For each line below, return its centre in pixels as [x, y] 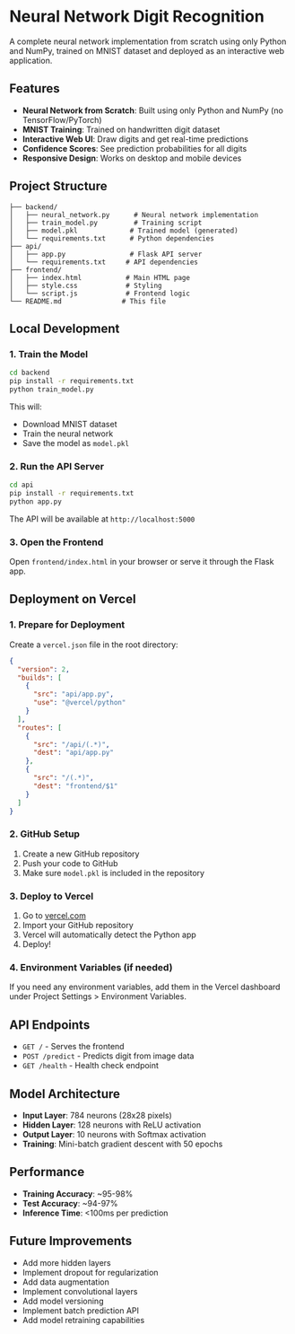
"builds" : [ [40, 678]
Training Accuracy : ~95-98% [78, 1194]
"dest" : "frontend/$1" [75, 786]
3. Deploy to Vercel [52, 896]
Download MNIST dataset [69, 424]
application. [31, 60]
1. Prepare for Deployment [67, 625]
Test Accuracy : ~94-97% [70, 1203]
